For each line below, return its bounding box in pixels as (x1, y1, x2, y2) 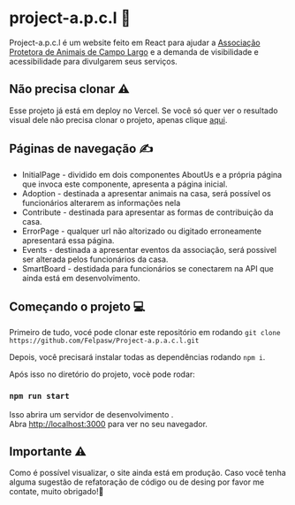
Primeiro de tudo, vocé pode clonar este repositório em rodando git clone (9, 327, 281, 338)
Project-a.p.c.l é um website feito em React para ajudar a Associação (9, 37, 261, 48)
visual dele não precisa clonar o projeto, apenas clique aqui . (9, 114, 228, 125)
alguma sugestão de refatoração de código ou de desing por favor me (9, 477, 265, 487)
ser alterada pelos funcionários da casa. (21, 254, 169, 264)
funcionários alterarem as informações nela (21, 197, 181, 208)
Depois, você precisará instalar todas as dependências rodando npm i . (9, 352, 266, 363)
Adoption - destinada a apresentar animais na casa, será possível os (21, 187, 271, 198)
